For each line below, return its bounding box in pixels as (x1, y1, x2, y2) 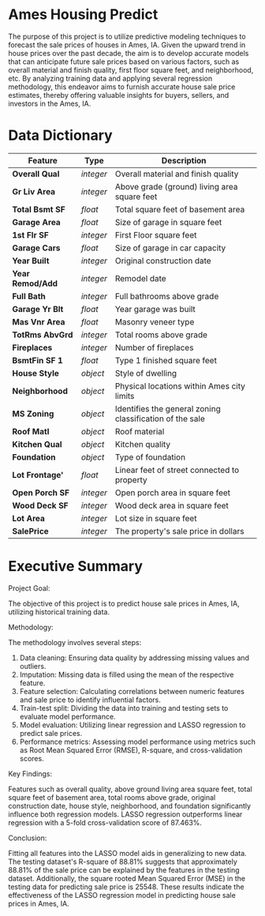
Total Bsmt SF (12, 204, 65, 215)
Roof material (114, 426, 165, 437)
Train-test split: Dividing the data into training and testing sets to (19, 703, 229, 712)
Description (161, 155, 207, 166)
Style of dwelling (114, 367, 177, 378)
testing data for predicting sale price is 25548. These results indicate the (8, 882, 244, 892)
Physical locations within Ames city (114, 381, 246, 392)
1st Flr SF (12, 229, 49, 240)
